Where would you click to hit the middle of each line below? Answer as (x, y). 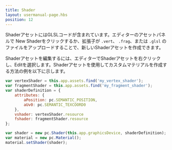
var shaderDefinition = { (33, 91)
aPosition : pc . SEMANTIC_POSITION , (61, 100)
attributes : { (30, 95)
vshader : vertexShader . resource (49, 114)
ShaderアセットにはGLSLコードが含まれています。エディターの (72, 35)
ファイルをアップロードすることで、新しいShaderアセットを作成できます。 (84, 48)
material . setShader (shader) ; (36, 142)
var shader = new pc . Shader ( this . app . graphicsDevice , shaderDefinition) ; (86, 133)
